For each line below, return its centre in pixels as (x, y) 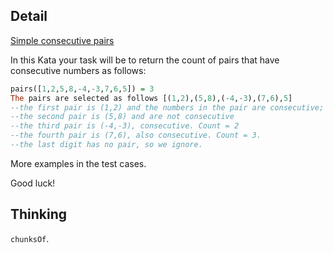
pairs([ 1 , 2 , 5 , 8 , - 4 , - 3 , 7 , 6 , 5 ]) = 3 (82, 89)
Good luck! (33, 183)
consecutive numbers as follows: (78, 70)
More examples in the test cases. (78, 163)
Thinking (39, 214)
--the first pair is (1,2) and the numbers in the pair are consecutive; (167, 107)
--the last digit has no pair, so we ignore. (106, 145)
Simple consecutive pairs (62, 40)
